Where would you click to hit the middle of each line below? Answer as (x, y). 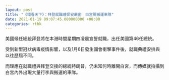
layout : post (19, 10)
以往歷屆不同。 (21, 55)
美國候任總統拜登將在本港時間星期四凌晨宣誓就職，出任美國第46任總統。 (81, 38)
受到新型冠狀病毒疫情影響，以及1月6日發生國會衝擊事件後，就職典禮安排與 (83, 49)
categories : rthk (23, 24)
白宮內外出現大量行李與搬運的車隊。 (43, 72)
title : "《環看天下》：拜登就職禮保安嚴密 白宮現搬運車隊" (60, 14)
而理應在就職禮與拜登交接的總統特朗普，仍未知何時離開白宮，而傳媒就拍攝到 (85, 66)
